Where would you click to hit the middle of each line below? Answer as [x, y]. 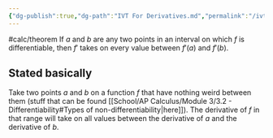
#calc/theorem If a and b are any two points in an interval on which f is [127, 39]
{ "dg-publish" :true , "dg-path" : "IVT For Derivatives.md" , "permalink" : [129, 16]
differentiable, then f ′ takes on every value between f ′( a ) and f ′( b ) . [119, 47]
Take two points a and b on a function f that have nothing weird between [130, 93]
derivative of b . [34, 127]
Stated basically [50, 73]
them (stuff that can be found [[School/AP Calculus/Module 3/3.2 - [120, 101]
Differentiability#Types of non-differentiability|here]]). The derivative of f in [134, 110]
